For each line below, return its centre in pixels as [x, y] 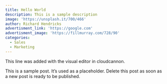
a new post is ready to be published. [43, 76]
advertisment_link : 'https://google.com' [49, 28]
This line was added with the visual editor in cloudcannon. [65, 61]
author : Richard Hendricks [33, 24]
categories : [18, 38]
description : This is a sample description [51, 14]
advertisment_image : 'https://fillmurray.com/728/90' [63, 33]
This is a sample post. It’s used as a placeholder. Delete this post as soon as [83, 71]
